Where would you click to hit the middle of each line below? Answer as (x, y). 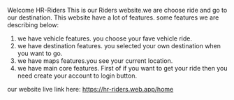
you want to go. (40, 53)
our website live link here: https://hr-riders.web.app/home (90, 89)
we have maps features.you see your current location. (95, 61)
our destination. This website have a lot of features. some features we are (113, 17)
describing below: (33, 25)
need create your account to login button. (77, 76)
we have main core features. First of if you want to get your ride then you (122, 68)
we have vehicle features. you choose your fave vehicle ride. (105, 38)
